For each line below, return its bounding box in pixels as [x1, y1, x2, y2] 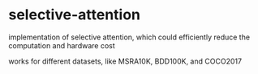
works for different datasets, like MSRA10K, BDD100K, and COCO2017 [8, 56, 242, 66]
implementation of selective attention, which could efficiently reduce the [8, 32, 250, 42]
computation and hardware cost [8, 40, 115, 50]
